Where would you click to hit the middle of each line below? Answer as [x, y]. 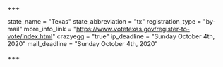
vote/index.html [30, 36]
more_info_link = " [50, 29]
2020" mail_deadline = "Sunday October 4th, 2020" [83, 44]
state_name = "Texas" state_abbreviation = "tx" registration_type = [104, 21]
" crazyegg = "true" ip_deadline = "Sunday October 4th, [133, 36]
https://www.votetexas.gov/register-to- [133, 29]
